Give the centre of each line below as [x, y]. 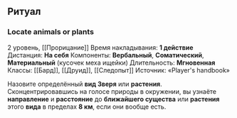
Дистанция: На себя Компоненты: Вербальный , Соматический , [106, 55]
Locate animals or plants [51, 32]
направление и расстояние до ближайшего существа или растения [114, 99]
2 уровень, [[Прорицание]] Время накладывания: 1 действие [100, 47]
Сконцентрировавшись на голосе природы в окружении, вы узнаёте [112, 91]
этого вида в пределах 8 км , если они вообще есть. [87, 107]
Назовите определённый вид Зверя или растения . [85, 84]
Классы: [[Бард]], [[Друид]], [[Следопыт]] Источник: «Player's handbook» [118, 70]
